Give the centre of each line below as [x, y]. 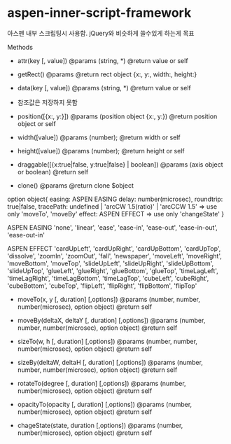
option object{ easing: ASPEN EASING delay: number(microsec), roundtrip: [115, 199]
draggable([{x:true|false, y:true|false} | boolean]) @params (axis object [120, 164]
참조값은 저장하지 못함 [48, 102]
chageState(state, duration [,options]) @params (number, [100, 425]
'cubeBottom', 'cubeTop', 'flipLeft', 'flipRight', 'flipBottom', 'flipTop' [102, 286]
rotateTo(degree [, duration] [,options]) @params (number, [102, 383]
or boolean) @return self [53, 172]
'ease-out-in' [26, 235]
